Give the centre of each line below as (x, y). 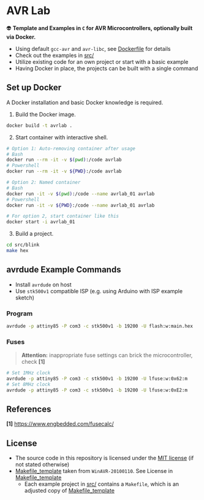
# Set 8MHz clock (28, 384)
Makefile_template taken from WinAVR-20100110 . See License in (94, 471)
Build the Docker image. (46, 114)
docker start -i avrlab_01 (41, 222)
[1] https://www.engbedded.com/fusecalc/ (60, 424)
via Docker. (21, 37)
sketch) (25, 298)
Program (20, 313)
